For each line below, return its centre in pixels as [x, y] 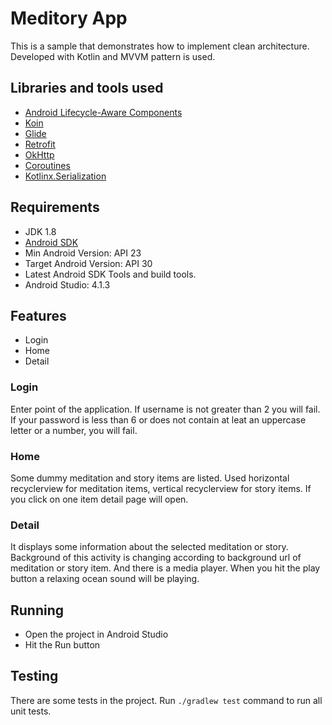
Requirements [55, 207]
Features [38, 315]
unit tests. [31, 711]
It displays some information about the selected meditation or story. [149, 547]
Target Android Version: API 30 [88, 263]
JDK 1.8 [40, 231]
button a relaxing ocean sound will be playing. [105, 579]
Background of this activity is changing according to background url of [156, 558]
